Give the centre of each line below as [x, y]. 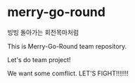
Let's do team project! [39, 59]
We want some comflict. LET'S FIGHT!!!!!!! [68, 73]
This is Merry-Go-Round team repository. [67, 46]
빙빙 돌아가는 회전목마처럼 [43, 32]
